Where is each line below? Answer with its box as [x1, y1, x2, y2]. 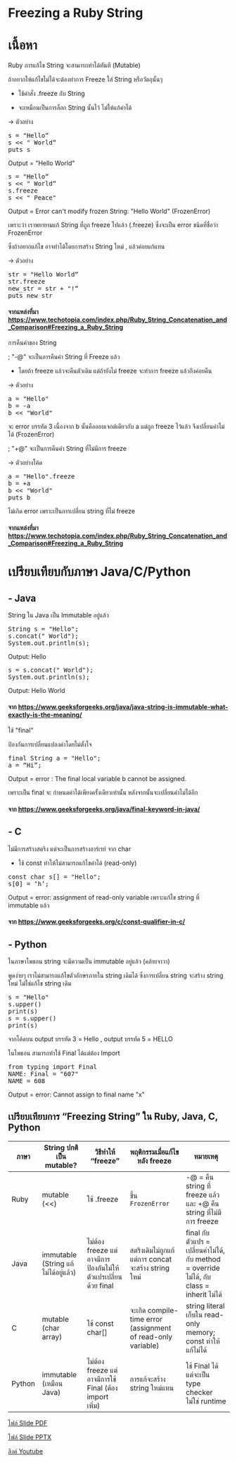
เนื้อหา [8, 37, 38, 54]
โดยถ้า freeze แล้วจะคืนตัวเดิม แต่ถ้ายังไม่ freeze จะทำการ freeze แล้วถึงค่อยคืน [18, 367, 212, 375]
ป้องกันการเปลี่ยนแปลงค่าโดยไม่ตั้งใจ [8, 740, 92, 749]
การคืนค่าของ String [8, 339, 57, 347]
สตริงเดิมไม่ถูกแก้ [129, 1245, 175, 1255]
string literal [186, 1300, 225, 1310]
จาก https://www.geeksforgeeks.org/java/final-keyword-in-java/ [8, 804, 200, 813]
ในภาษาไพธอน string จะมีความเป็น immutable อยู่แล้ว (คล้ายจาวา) [8, 957, 170, 965]
